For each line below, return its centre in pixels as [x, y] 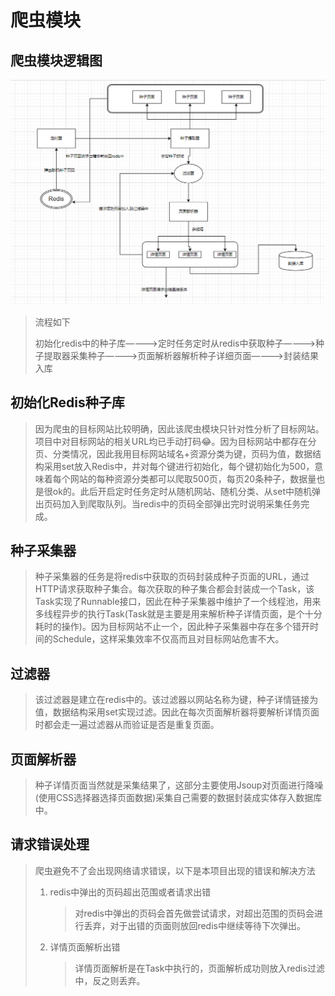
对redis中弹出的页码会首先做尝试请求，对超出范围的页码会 [194, 913]
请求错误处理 [50, 844]
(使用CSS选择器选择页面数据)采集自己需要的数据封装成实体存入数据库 [178, 798]
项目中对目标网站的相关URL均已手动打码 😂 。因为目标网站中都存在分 [175, 441]
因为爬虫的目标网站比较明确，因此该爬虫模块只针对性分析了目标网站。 [179, 428]
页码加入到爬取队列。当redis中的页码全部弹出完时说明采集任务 [172, 503]
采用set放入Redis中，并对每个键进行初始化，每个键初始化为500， [179, 466]
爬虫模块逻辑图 [56, 60]
